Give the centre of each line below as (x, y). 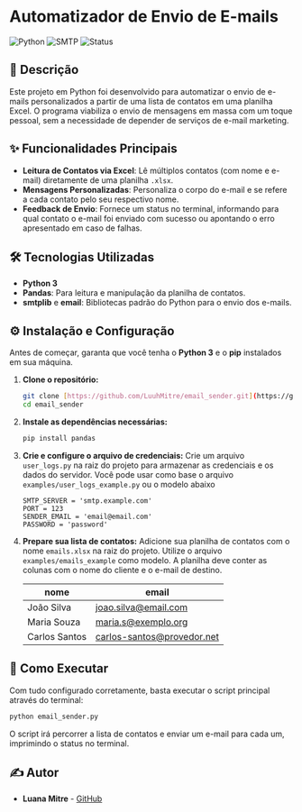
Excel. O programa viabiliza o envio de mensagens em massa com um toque (151, 111)
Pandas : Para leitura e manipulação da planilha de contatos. (134, 293)
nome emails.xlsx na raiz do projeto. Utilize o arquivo (122, 551)
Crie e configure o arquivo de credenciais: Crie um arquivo (133, 455)
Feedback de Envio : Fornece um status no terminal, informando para (151, 208)
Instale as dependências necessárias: (95, 422)
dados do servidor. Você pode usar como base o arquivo (128, 474)
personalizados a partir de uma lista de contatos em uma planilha (152, 101)
